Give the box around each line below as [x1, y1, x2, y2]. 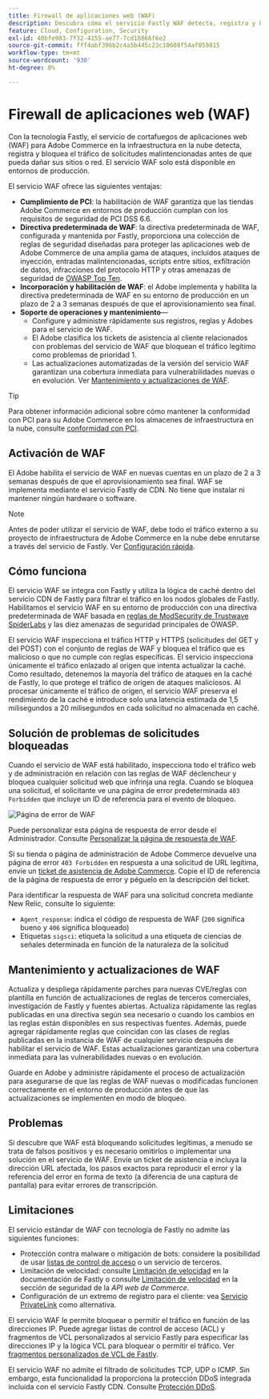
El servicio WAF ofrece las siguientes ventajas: [8, 181, 163, 190]
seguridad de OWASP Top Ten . [19, 273, 122, 283]
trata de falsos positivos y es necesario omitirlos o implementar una [8, 1146, 232, 1156]
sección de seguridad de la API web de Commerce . [19, 1282, 190, 1293]
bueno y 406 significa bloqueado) [19, 923, 130, 932]
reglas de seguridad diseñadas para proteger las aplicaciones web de [19, 239, 251, 249]
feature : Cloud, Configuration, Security [8, 26, 149, 34]
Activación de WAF [8, 447, 106, 460]
